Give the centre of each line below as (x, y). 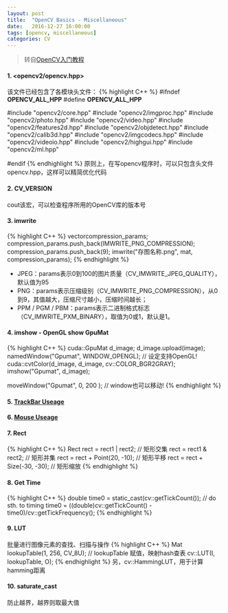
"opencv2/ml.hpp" (33, 149)
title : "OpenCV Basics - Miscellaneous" (67, 20)
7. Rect (17, 433)
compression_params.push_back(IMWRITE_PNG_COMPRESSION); (101, 243)
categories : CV (29, 39)
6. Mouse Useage (33, 418)
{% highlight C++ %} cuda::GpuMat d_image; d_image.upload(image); (106, 347)
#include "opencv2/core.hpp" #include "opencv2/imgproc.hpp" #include (110, 113)
